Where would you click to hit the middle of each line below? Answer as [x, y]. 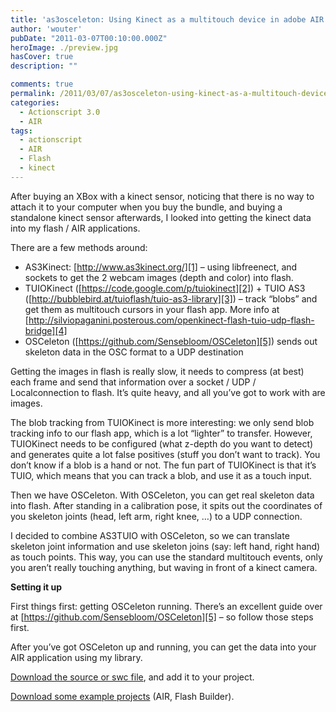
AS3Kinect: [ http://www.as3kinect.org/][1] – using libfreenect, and [161, 267]
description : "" [44, 66]
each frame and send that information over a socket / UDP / [133, 382]
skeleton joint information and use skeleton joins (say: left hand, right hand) [165, 546]
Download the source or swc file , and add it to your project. [132, 677]
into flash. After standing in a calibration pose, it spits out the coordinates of [166, 505]
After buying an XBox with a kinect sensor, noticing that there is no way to [162, 196]
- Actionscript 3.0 [60, 112]
